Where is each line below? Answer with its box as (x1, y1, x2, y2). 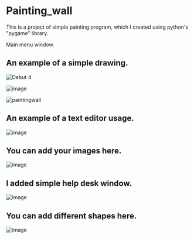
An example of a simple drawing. (6, 58, 128, 68)
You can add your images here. (6, 145, 122, 156)
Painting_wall (6, 4, 73, 18)
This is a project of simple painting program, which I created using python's (6, 23, 189, 30)
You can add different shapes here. (6, 211, 137, 221)
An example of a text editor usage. (6, 113, 134, 124)
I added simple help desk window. (6, 178, 132, 188)
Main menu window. (6, 41, 55, 48)
